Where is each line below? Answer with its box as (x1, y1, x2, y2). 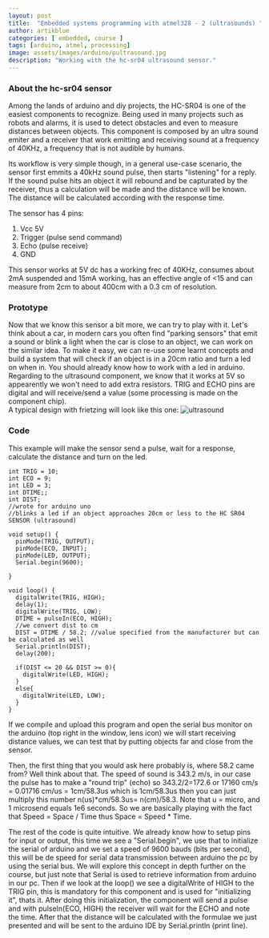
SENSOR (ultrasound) (8, 516, 78, 524)
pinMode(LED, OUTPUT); (15, 551, 91, 559)
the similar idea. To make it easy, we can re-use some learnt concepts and (8, 346, 254, 355)
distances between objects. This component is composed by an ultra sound (8, 126, 259, 136)
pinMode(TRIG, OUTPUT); (15, 537, 94, 545)
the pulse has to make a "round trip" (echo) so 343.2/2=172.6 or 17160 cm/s (8, 777, 259, 787)
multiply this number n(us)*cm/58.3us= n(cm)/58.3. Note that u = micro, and (8, 794, 260, 804)
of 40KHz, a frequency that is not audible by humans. (8, 143, 185, 153)
